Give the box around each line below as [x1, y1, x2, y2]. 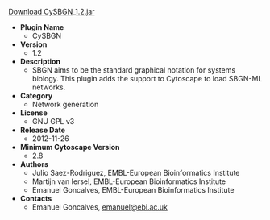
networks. [31, 82, 66, 92]
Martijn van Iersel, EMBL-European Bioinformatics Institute [31, 176, 226, 186]
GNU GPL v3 [31, 117, 75, 126]
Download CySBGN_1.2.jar [8, 7, 95, 16]
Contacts [19, 193, 52, 203]
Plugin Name [19, 23, 64, 31]
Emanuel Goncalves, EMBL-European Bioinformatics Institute [31, 185, 235, 194]
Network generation [31, 100, 99, 109]
